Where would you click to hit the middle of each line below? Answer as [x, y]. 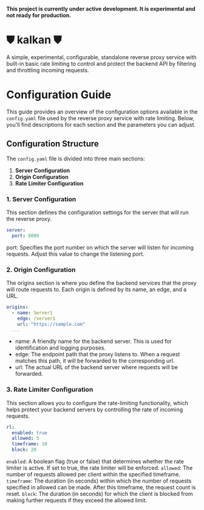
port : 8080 [25, 235]
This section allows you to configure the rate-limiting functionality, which [97, 403]
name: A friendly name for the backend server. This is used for [93, 342]
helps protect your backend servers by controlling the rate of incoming [95, 409]
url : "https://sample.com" [51, 324]
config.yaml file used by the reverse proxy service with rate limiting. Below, [100, 118]
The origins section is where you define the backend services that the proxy [101, 283]
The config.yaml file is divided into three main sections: [76, 159]
